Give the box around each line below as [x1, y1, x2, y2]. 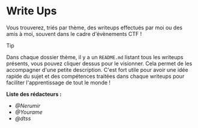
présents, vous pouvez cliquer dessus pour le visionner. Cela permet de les [6, 60, 193, 67]
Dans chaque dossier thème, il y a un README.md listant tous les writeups [6, 53, 184, 60]
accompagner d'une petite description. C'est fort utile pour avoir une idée [6, 66, 188, 73]
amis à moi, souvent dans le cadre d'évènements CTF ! [6, 30, 142, 37]
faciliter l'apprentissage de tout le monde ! [6, 79, 111, 86]
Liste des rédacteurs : [6, 90, 62, 97]
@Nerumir [14, 102, 41, 109]
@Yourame [14, 108, 43, 115]
